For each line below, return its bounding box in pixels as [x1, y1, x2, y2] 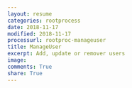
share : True [7, 70, 43, 77]
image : [7, 57, 27, 64]
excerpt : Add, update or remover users [7, 50, 126, 57]
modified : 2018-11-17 [7, 30, 72, 38]
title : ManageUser [7, 43, 62, 50]
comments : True [7, 63, 53, 70]
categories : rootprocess [7, 17, 81, 24]
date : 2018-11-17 [7, 23, 59, 31]
